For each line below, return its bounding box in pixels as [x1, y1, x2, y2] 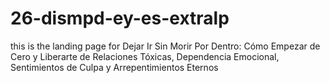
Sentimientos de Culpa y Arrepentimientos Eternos [10, 61, 219, 73]
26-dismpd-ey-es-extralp [10, 7, 230, 30]
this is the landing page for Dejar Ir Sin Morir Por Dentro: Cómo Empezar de [10, 40, 321, 52]
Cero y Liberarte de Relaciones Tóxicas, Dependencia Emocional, [10, 50, 280, 62]
